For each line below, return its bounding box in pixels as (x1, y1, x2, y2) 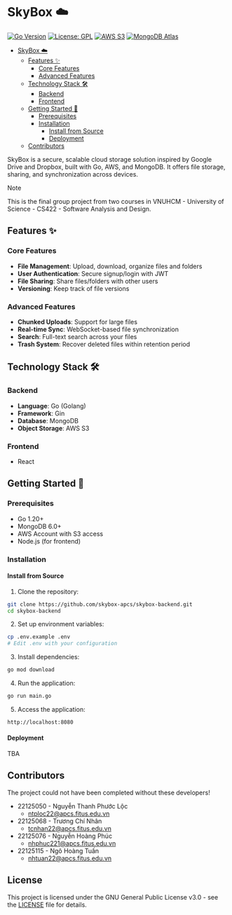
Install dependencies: (17, 653, 80, 661)
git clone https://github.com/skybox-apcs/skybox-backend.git (7, 600, 193, 608)
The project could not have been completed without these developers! (7, 788, 210, 797)
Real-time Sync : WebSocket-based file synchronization (17, 325, 179, 333)
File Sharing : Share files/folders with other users (17, 277, 158, 285)
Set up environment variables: (17, 620, 104, 628)
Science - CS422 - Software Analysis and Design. (7, 205, 152, 213)
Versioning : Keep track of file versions (17, 284, 130, 293)
